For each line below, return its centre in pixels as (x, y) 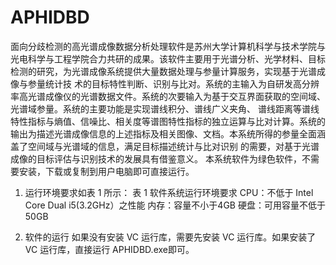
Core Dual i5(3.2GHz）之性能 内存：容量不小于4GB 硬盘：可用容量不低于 (175, 205)
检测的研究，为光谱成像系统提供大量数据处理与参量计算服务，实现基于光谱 (163, 71)
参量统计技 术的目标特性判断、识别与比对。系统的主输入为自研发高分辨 (173, 83)
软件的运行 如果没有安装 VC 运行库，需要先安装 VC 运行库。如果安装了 (170, 237)
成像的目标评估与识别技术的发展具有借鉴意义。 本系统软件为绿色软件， (156, 158)
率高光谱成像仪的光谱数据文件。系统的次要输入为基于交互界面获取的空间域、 (168, 96)
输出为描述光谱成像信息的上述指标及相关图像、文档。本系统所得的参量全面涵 (168, 133)
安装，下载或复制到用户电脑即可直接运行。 (106, 171)
